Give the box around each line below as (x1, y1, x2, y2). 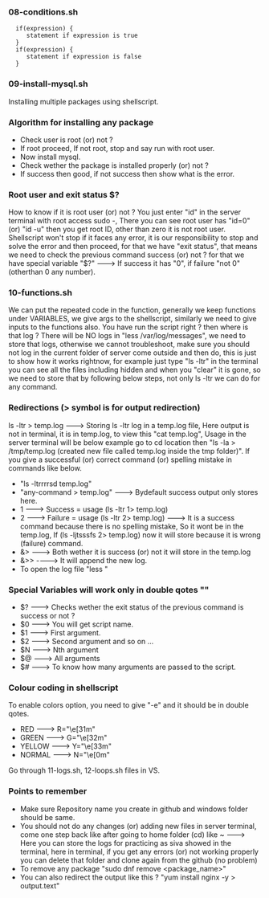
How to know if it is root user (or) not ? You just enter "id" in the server (8, 207, 242, 217)
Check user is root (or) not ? (19, 135, 114, 145)
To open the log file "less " (19, 564, 108, 573)
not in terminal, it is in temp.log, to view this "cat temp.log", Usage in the (8, 429, 247, 439)
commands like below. (8, 463, 82, 472)
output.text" (19, 880, 60, 890)
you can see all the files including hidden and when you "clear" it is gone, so (8, 365, 261, 375)
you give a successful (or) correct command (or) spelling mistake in (8, 455, 233, 464)
